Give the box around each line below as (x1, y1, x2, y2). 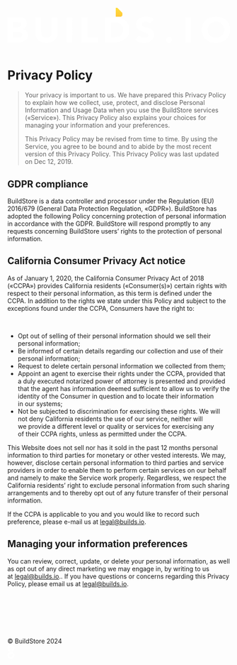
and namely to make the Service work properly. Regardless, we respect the (7, 473, 226, 482)
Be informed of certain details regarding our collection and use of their (17, 346, 224, 355)
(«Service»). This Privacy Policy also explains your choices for (24, 114, 207, 122)
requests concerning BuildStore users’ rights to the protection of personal (7, 227, 223, 236)
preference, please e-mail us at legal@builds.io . (7, 517, 146, 526)
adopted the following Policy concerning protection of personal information (7, 212, 226, 221)
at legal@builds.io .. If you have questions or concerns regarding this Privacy (7, 572, 230, 581)
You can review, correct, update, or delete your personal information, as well (7, 556, 230, 565)
